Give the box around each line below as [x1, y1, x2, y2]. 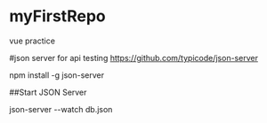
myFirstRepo [9, 6, 106, 27]
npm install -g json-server [9, 69, 105, 81]
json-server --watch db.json [9, 104, 113, 114]
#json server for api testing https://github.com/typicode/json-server [9, 52, 258, 63]
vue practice [9, 35, 56, 46]
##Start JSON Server [9, 87, 87, 97]
